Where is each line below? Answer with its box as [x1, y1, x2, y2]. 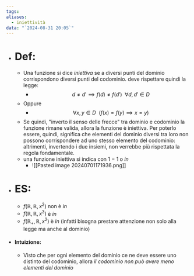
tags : [6, 8, 19, 15]
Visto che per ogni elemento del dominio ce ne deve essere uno [23, 252, 177, 259]
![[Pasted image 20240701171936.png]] [31, 162, 126, 169]
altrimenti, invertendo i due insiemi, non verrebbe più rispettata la [23, 143, 180, 150]
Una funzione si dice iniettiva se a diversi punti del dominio [23, 70, 165, 77]
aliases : [6, 14, 27, 20]
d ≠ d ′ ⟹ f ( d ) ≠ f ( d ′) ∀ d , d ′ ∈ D [72, 91, 150, 98]
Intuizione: [14, 239, 42, 246]
